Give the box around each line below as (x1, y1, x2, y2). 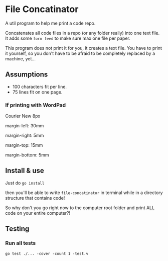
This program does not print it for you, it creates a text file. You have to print (5, 45, 162, 51)
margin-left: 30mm (5, 123, 44, 129)
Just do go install (5, 180, 45, 186)
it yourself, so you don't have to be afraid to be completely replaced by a (5, 50, 155, 56)
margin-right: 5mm (5, 132, 44, 139)
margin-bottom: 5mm (5, 152, 49, 158)
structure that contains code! (5, 195, 65, 201)
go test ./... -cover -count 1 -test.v (5, 251, 89, 256)
